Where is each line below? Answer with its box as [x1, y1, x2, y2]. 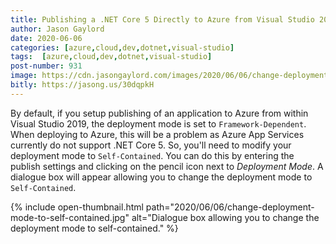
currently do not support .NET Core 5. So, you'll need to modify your [10, 139, 292, 151]
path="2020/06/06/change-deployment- [145, 201, 315, 213]
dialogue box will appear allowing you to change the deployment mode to [10, 171, 313, 183]
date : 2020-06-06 [10, 33, 83, 43]
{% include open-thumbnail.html [10, 201, 144, 213]
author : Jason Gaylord [10, 24, 105, 34]
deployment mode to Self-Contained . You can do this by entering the [10, 149, 295, 161]
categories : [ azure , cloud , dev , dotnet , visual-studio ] [10, 42, 235, 53]
